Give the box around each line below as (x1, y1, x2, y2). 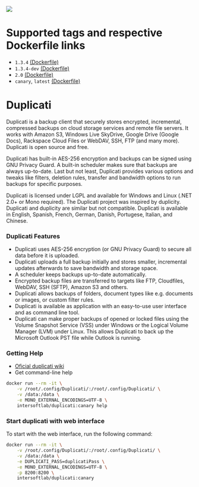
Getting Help (6, 349, 43, 358)
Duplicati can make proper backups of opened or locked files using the (14, 315, 189, 322)
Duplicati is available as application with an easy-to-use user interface (14, 303, 187, 310)
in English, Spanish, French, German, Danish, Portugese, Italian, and (6, 210, 173, 218)
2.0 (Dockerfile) (14, 71, 53, 78)
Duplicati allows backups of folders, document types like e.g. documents (14, 290, 193, 297)
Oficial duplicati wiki (14, 362, 64, 370)
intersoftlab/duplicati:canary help (17, 402, 108, 408)
